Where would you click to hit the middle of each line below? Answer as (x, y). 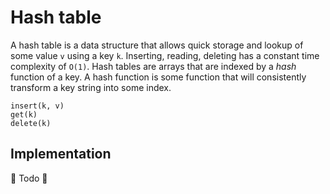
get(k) (24, 114)
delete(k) (31, 123)
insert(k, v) (37, 106)
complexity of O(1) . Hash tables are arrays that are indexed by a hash (153, 66)
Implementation (61, 154)
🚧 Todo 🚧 (29, 178)
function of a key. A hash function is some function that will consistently (158, 77)
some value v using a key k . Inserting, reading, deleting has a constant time (165, 55)
